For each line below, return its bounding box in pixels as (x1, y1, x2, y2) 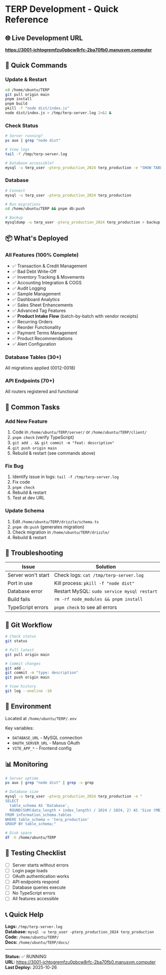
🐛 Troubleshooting (5, 548, 63, 557)
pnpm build (5, 101, 28, 106)
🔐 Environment (5, 702, 51, 711)
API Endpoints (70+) (5, 377, 55, 384)
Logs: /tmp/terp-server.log (5, 923, 63, 929)
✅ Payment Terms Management (12, 330, 78, 336)
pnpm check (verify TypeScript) (12, 434, 74, 440)
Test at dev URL (12, 495, 45, 501)
